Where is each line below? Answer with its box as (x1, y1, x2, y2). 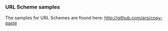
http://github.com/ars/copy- (104, 15, 163, 21)
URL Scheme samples (5, 3, 60, 10)
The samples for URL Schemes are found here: (5, 15, 104, 21)
